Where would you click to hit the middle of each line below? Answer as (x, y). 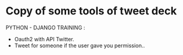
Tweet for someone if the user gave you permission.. (79, 45)
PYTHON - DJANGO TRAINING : (45, 27)
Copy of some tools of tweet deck (91, 11)
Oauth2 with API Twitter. (44, 39)
